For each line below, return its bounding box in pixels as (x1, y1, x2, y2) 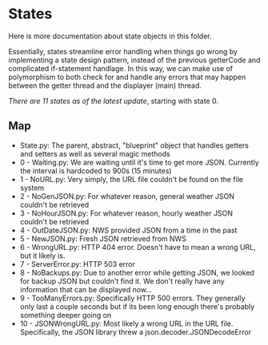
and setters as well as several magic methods (19, 149, 170, 158)
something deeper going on (19, 310, 112, 319)
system (19, 183, 45, 192)
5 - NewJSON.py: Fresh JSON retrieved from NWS (19, 233, 186, 244)
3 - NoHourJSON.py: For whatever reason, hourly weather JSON (19, 208, 234, 218)
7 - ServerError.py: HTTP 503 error (19, 259, 136, 268)
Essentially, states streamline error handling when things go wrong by (8, 46, 238, 56)
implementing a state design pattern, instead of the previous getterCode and (8, 55, 261, 65)
